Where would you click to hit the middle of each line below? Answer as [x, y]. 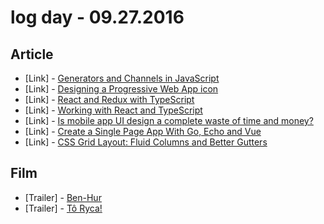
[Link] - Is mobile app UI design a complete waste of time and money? [169, 120]
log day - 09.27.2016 [97, 17]
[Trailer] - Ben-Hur [63, 197]
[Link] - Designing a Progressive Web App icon [121, 89]
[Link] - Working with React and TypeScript [113, 110]
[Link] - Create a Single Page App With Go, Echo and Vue [143, 131]
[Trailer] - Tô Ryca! [63, 208]
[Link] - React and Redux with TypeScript [109, 99]
